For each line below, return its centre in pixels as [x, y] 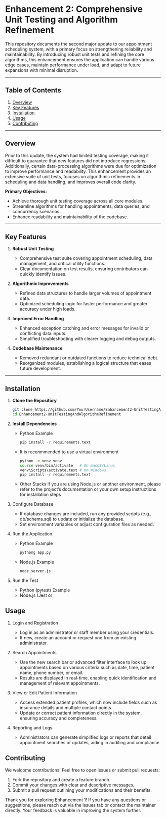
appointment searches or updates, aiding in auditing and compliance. [90, 742]
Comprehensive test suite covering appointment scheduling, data [86, 258]
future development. [40, 368]
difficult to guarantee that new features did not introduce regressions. [76, 161]
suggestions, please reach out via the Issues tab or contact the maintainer [81, 805]
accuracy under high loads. [47, 309]
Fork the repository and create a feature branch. [61, 779]
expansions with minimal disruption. [41, 70]
